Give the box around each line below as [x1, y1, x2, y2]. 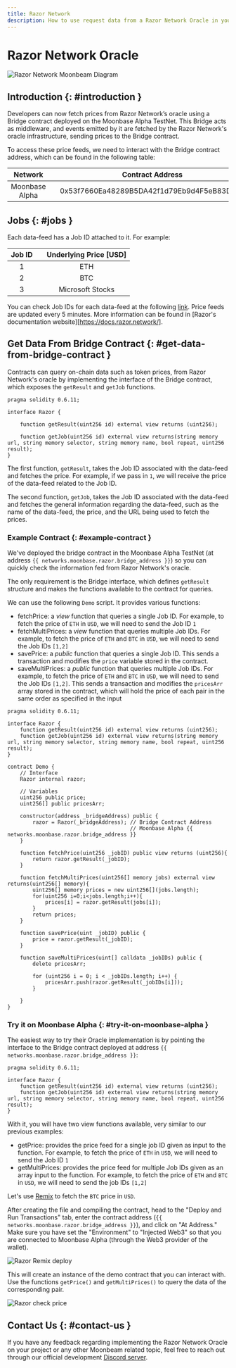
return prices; [32, 911, 77, 919]
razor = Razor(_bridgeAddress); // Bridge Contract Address [32, 819, 212, 826]
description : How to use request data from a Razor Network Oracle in [7, 17, 218, 24]
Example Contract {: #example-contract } [7, 532, 152, 542]
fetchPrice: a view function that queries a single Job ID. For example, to [17, 612, 225, 620]
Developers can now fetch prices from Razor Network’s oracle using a [7, 110, 210, 118]
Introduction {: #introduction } [7, 91, 143, 103]
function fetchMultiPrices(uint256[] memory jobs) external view [20, 874, 216, 881]
